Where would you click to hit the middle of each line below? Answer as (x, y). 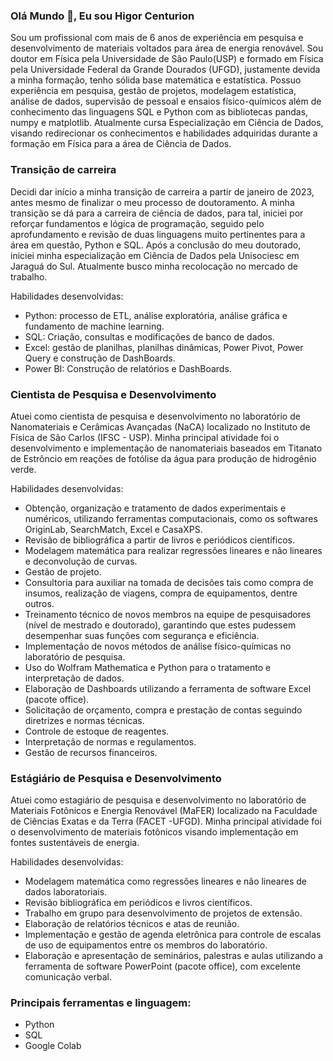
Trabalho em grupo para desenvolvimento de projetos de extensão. (163, 913)
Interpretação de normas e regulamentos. (110, 741)
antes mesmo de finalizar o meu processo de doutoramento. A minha (152, 202)
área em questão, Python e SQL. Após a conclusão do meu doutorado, (156, 245)
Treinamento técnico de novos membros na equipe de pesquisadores (168, 614)
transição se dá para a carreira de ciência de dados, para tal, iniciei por (157, 213)
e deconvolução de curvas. (81, 561)
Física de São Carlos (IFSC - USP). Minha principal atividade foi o (145, 437)
